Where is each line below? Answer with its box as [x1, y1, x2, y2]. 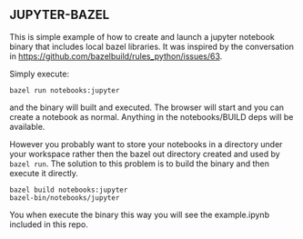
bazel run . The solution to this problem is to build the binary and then [9, 158, 270, 169]
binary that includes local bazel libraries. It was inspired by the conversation [9, 41, 294, 52]
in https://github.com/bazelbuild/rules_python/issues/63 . [9, 50, 223, 62]
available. [9, 121, 45, 132]
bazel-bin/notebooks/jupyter [9, 193, 120, 203]
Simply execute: [9, 68, 70, 79]
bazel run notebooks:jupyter [9, 85, 120, 95]
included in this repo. [9, 218, 88, 230]
